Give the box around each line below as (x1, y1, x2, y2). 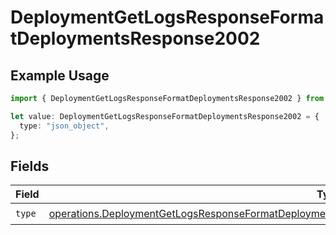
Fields (10, 157, 50, 175)
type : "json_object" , (19, 121, 110, 131)
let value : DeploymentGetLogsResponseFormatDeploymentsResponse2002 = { (10, 111, 320, 121)
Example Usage (10, 67, 110, 84)
